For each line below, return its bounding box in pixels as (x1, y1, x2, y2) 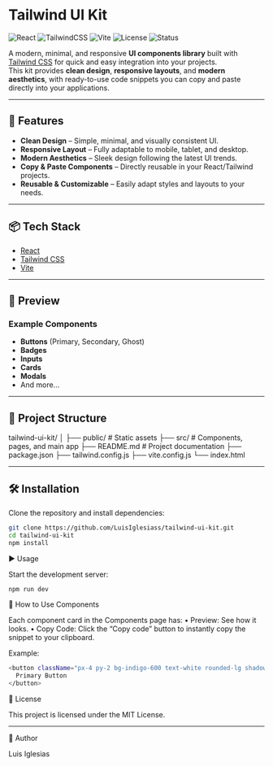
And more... (19, 380, 60, 390)
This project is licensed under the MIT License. (8, 710, 166, 719)
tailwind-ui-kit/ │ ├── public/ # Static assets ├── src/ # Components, (8, 433, 243, 442)
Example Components (8, 318, 97, 329)
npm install (8, 538, 49, 547)
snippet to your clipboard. (8, 633, 95, 643)
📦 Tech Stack (8, 220, 81, 233)
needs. (19, 187, 44, 197)
